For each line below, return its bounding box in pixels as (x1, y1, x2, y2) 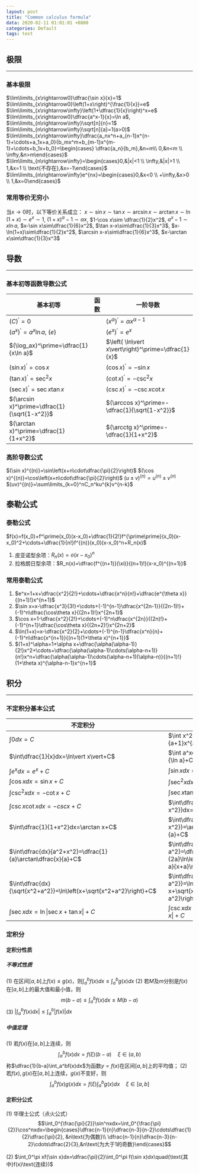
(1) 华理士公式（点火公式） (6, 1110, 71, 1118)
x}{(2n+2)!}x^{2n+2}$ (82, 622, 135, 629)
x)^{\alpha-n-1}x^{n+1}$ (37, 659, 97, 666)
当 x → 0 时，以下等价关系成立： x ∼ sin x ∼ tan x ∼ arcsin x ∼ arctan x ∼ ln (6, 208, 191, 215)
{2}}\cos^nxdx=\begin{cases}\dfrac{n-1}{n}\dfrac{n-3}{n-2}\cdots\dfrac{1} (8, 1126, 191, 1133)
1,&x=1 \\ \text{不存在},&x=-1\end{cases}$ (6, 165, 108, 172)
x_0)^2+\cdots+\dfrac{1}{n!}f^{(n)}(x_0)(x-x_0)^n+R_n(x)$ (6, 539, 147, 546)
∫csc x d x (168, 904, 191, 913)
